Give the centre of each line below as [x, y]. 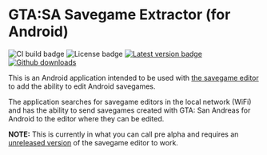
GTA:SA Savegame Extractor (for [120, 15]
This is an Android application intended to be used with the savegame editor [134, 77]
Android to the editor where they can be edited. [86, 118]
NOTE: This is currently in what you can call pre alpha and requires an [124, 134]
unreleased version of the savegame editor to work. [93, 142]
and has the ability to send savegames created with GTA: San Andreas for [130, 110]
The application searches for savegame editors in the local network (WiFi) [130, 101]
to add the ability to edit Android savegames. [82, 86]
